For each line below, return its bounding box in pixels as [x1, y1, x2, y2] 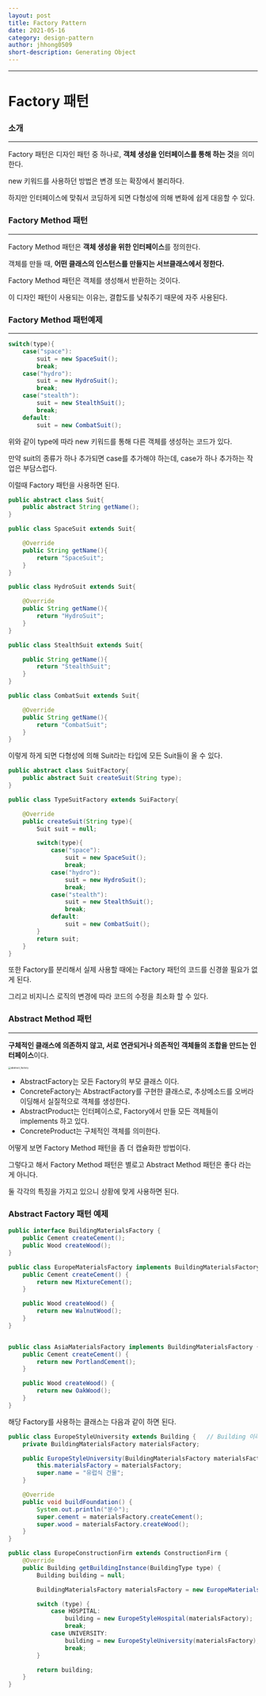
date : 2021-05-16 [8, 26, 66, 34]
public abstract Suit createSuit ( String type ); [22, 774, 182, 782]
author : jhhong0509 [8, 41, 73, 49]
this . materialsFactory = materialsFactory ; [36, 1461, 182, 1470]
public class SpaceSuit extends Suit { [8, 525, 136, 533]
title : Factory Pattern [8, 19, 87, 27]
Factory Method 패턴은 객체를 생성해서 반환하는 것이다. [8, 275, 180, 285]
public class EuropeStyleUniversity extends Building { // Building [8, 1432, 246, 1441]
